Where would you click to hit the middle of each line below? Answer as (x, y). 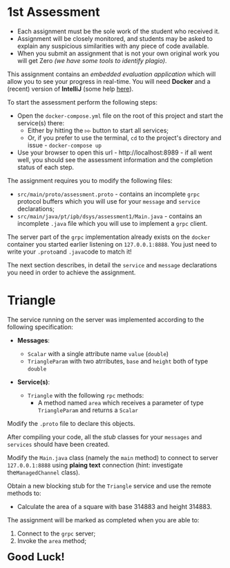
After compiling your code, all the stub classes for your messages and (105, 436)
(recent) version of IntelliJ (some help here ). (70, 89)
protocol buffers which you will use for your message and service (108, 201)
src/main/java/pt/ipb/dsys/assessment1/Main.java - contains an (109, 216)
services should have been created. (58, 444)
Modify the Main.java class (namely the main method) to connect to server (113, 457)
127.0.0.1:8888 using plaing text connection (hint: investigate (95, 465)
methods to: (24, 493)
